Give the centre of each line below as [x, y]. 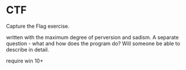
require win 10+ [25, 61]
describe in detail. [28, 49]
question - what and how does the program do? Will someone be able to [93, 43]
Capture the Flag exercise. [38, 26]
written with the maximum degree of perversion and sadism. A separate [92, 37]
